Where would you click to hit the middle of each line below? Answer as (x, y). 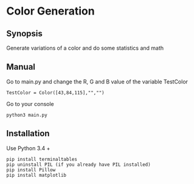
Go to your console (30, 103)
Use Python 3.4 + (28, 148)
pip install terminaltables (42, 159)
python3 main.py (27, 115)
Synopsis (24, 34)
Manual (21, 67)
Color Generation (51, 11)
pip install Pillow (31, 170)
